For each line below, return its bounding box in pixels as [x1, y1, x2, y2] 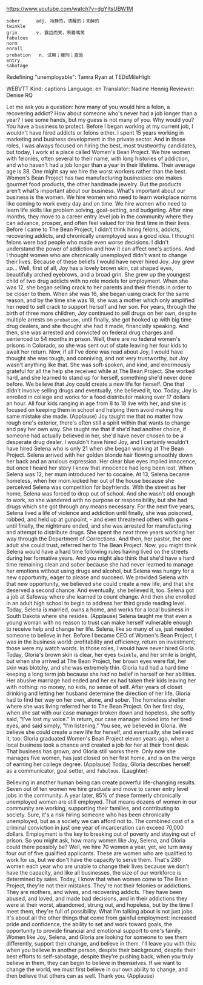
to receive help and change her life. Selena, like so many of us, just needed [6, 625, 194, 633]
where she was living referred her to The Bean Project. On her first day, [6, 703, 185, 710]
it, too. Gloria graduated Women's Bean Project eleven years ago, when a [6, 735, 189, 742]
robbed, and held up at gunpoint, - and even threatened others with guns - [6, 516, 193, 523]
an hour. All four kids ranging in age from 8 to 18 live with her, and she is [6, 400, 187, 407]
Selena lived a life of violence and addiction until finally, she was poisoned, [6, 509, 193, 516]
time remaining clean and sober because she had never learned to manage [6, 561, 194, 568]
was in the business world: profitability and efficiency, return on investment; [6, 638, 196, 645]
